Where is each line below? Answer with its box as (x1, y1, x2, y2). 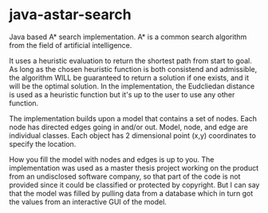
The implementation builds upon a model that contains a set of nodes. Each (9, 113, 258, 123)
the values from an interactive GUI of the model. (9, 197, 167, 207)
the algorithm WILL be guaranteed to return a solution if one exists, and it (9, 73, 250, 82)
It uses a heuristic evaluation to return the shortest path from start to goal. (9, 56, 252, 65)
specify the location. (9, 139, 77, 148)
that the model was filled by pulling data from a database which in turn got (9, 188, 254, 198)
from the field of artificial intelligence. (9, 40, 132, 49)
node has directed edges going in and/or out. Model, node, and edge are (9, 122, 248, 132)
